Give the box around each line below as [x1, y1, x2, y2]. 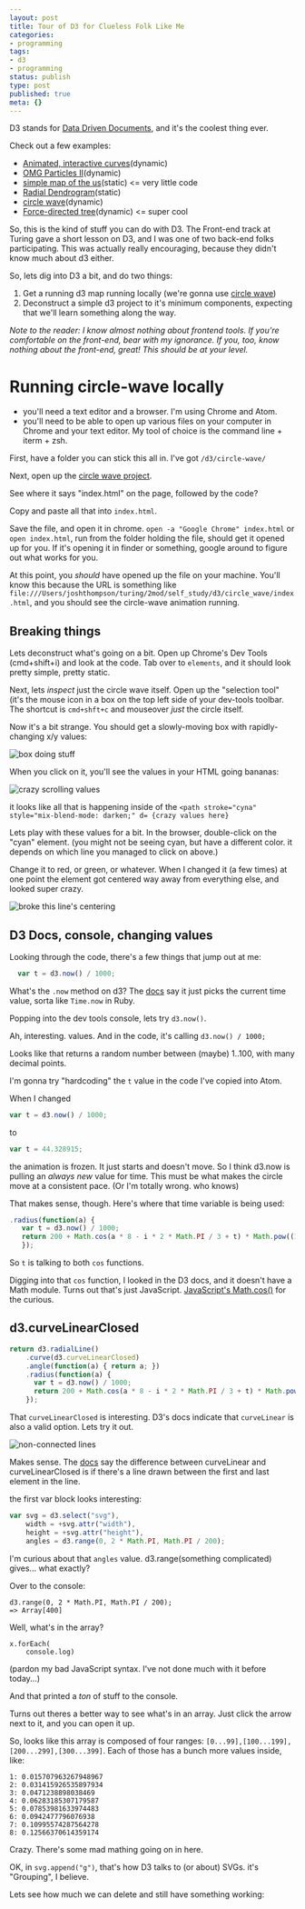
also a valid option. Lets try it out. [9, 1422, 134, 1432]
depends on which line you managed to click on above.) [9, 846, 219, 857]
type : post [9, 81, 51, 90]
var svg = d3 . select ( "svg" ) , [9, 1511, 120, 1520]
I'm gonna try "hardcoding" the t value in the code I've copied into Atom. [9, 1074, 283, 1086]
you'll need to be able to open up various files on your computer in [22, 415, 272, 427]
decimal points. [9, 1057, 67, 1068]
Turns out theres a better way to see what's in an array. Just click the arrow [9, 1708, 292, 1719]
